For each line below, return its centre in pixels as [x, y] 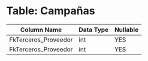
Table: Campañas [51, 11]
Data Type [94, 30]
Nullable [126, 30]
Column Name [41, 30]
